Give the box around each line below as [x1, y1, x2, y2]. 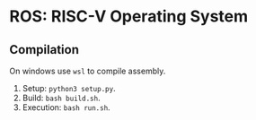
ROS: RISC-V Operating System [9, 6, 249, 27]
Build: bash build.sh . [22, 92, 101, 103]
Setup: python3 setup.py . [22, 83, 116, 93]
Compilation [9, 42, 79, 57]
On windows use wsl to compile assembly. [9, 65, 166, 76]
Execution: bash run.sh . [22, 102, 110, 113]
